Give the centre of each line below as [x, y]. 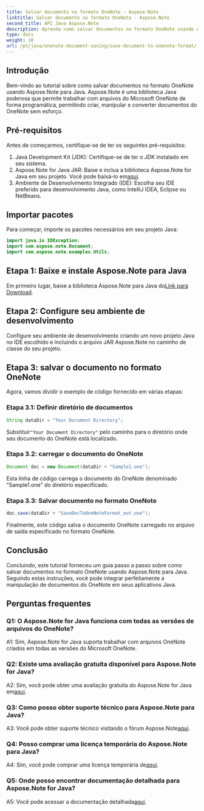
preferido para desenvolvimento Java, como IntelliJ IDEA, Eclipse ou [100, 189]
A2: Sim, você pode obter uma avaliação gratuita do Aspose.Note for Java [99, 685]
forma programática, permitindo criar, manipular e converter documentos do [102, 105]
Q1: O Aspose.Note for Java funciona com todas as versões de [100, 621]
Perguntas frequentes [49, 604]
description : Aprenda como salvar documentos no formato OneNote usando [100, 29]
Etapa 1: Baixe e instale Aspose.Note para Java [97, 271]
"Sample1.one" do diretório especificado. [58, 484]
